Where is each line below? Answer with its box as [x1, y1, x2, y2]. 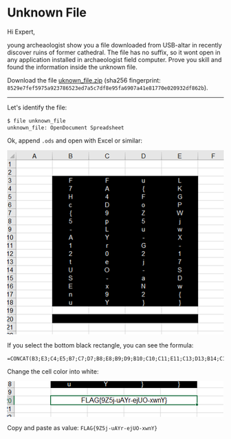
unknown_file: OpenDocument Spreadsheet [7, 124, 125, 131]
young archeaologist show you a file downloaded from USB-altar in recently [7, 41, 222, 49]
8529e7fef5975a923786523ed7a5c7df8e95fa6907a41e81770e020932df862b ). [7, 83, 208, 92]
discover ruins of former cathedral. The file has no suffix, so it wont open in [7, 48, 221, 56]
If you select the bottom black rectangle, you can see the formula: [7, 341, 194, 350]
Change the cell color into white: [7, 367, 99, 376]
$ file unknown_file [7, 117, 67, 125]
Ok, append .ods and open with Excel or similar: [7, 136, 143, 144]
